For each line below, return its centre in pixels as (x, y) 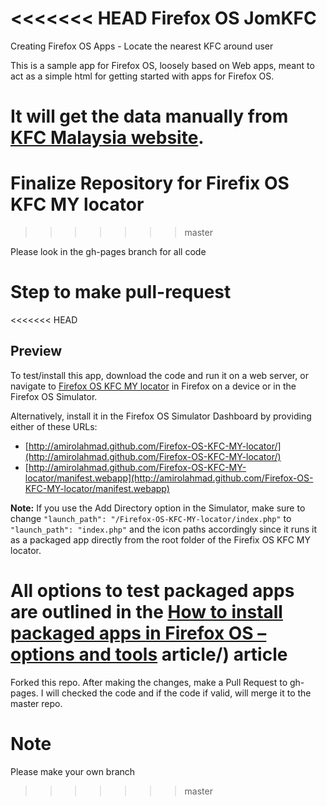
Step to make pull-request (121, 292)
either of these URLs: (54, 426)
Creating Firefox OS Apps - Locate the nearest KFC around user (142, 46)
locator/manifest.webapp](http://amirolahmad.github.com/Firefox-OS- (169, 478)
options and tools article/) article (149, 654)
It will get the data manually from (149, 116)
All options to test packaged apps (152, 591)
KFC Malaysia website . (107, 138)
